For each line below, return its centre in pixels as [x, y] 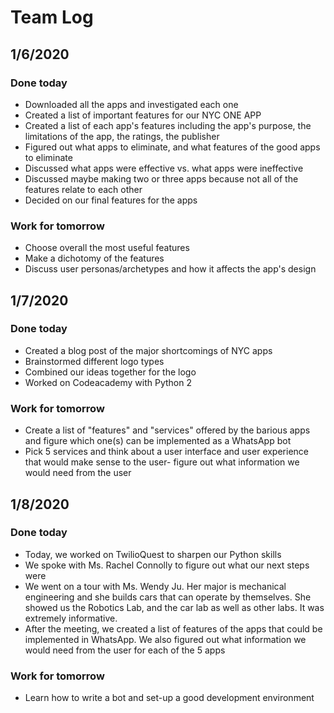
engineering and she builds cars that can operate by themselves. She [168, 597]
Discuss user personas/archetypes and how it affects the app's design [170, 269]
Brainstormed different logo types [94, 361]
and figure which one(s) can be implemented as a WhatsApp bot [158, 441]
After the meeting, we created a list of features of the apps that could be [173, 628]
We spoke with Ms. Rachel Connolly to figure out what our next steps [167, 565]
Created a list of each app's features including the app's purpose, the [168, 125]
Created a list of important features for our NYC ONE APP [143, 115]
